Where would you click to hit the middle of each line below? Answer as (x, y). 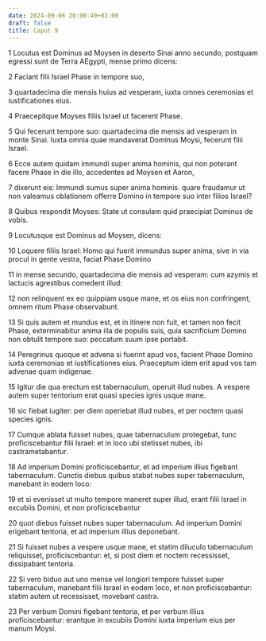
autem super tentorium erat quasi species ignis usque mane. (107, 395)
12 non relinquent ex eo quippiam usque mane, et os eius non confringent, (129, 298)
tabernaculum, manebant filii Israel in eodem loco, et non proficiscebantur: (130, 588)
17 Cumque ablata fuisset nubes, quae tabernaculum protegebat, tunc (122, 435)
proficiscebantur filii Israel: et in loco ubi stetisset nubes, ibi (105, 443)
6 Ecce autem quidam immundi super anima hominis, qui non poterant (123, 164)
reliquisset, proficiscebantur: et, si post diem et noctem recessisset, (119, 556)
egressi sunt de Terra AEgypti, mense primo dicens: (93, 61)
